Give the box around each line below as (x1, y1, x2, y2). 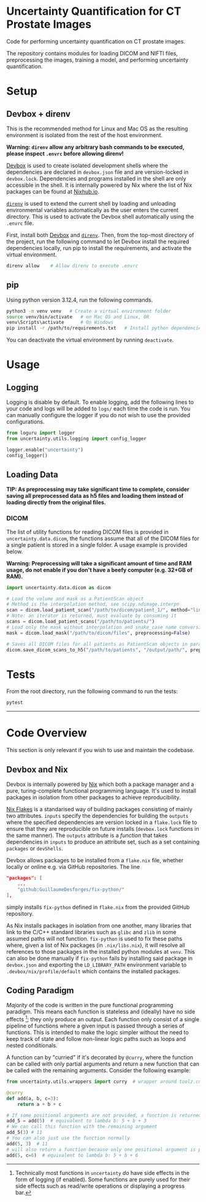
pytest (6, 699, 23, 706)
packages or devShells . (6, 845, 63, 852)
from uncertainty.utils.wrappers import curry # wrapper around (6, 1078, 177, 1085)
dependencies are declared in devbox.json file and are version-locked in (6, 168, 189, 176)
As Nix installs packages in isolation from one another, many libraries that (6, 922, 192, 929)
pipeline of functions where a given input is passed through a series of (6, 1022, 185, 1030)
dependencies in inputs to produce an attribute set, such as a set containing (6, 838, 200, 846)
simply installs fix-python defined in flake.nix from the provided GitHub (6, 903, 190, 911)
